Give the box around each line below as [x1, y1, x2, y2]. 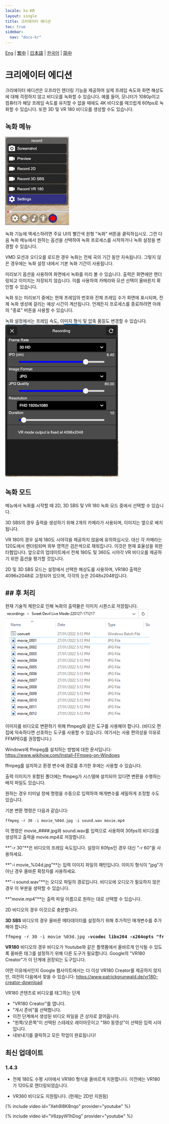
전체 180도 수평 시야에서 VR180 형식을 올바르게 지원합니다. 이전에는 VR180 [12, 1076, 160, 1082]
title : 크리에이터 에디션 [5, 19, 51, 24]
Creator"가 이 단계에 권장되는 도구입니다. [5, 957, 87, 963]
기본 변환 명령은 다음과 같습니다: [5, 807, 69, 814]
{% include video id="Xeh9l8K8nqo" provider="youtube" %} [5, 1103, 131, 1109]
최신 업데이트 [5, 1048, 44, 1057]
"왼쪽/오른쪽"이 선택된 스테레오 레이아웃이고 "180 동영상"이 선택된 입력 [12, 1019, 152, 1026]
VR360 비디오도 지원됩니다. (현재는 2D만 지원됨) [12, 1093, 109, 1099]
